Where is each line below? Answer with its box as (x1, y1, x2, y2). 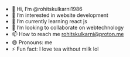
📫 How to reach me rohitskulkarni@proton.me (11, 31, 124, 37)
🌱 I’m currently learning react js (11, 18, 88, 24)
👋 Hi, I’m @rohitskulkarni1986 (11, 6, 83, 12)
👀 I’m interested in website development (11, 12, 108, 19)
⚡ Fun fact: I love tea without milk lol (11, 45, 99, 52)
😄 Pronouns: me (11, 39, 53, 46)
